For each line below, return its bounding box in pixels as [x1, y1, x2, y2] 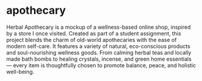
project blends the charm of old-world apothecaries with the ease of [6, 36, 177, 43]
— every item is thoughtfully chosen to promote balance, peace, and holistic [6, 61, 197, 69]
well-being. [6, 68, 34, 75]
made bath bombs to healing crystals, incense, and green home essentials [6, 55, 192, 62]
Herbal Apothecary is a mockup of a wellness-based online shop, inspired [6, 23, 191, 31]
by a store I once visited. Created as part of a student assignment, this [6, 29, 181, 37]
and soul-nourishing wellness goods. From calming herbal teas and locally [6, 49, 192, 56]
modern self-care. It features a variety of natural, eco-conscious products [6, 43, 191, 50]
